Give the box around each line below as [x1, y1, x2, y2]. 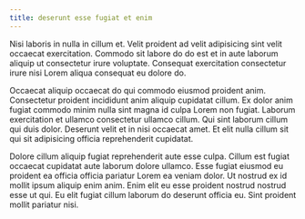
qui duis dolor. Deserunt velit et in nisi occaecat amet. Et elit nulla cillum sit [9, 124, 290, 134]
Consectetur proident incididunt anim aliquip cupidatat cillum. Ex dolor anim [9, 95, 293, 105]
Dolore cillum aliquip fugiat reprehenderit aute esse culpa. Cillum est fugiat [9, 151, 290, 162]
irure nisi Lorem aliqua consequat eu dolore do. [9, 67, 187, 78]
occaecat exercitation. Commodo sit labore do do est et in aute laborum [9, 47, 279, 59]
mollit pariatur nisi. [9, 199, 79, 210]
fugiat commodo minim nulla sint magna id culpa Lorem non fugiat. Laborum [9, 104, 296, 114]
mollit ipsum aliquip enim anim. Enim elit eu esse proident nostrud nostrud [9, 179, 287, 191]
